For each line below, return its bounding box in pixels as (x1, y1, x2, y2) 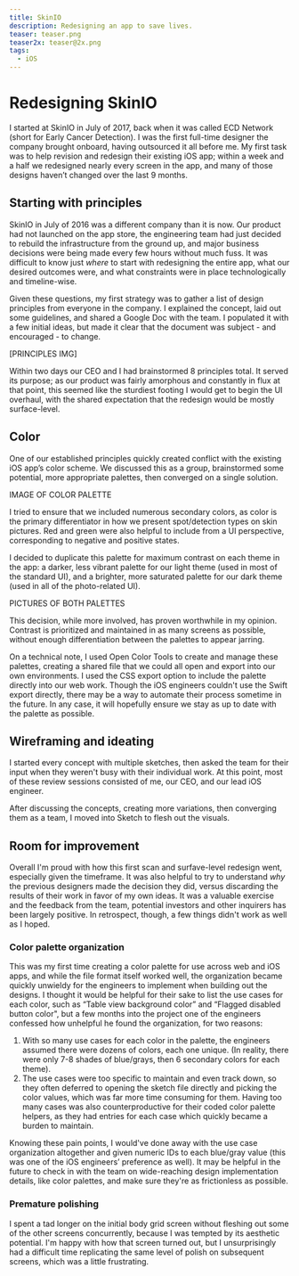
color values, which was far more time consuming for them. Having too (21, 1092, 282, 1103)
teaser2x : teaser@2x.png (9, 37, 101, 47)
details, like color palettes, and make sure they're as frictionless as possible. (9, 1175, 289, 1186)
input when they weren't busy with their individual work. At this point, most (9, 767, 283, 778)
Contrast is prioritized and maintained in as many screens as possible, (9, 625, 266, 635)
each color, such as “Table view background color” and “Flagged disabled (9, 999, 281, 1010)
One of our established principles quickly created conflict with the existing (9, 453, 282, 463)
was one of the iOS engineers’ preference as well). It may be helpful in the (9, 1157, 281, 1167)
